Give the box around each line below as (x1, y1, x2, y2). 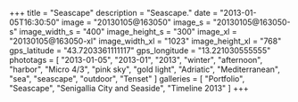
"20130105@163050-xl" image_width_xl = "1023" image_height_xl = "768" (9, 35, 282, 46)
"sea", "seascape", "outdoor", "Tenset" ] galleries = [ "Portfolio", (9, 74, 245, 83)
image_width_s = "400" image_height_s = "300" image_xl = (19, 27, 238, 36)
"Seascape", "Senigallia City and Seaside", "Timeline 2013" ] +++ (9, 83, 249, 93)
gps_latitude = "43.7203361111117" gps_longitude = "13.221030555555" (9, 45, 271, 56)
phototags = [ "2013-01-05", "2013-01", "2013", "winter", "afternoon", (9, 55, 263, 65)
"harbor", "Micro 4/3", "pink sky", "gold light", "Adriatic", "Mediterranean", (9, 64, 281, 75)
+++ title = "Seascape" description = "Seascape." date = (9, 8, 219, 18)
